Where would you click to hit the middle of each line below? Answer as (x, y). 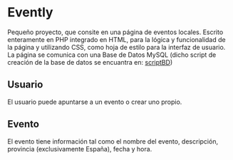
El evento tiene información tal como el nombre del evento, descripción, (113, 141)
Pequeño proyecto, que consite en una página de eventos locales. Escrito (115, 32)
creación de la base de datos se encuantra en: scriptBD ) (90, 62)
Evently (30, 12)
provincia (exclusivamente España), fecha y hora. (80, 149)
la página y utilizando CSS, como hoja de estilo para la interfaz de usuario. (116, 47)
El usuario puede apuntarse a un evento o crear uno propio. (95, 102)
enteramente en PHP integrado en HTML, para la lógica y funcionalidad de (116, 39)
